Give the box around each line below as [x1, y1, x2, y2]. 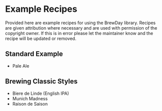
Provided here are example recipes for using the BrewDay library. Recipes [5, 20, 156, 26]
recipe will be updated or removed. [5, 36, 77, 41]
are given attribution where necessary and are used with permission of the [5, 25, 158, 31]
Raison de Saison [12, 101, 48, 107]
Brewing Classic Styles [5, 77, 78, 86]
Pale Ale [12, 63, 30, 69]
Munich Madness [12, 95, 48, 102]
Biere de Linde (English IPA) [12, 90, 69, 96]
